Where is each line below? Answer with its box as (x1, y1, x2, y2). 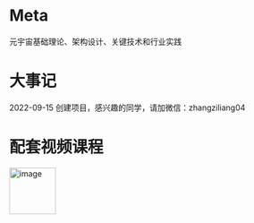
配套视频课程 (9, 137, 105, 158)
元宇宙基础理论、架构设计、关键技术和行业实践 (9, 36, 182, 47)
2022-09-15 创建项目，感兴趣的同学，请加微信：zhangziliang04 (9, 102, 246, 113)
